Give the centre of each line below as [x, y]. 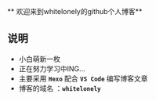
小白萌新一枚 [39, 59]
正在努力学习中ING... [52, 68]
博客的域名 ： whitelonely [60, 88]
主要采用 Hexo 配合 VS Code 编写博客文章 [83, 78]
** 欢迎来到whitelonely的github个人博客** [75, 11]
